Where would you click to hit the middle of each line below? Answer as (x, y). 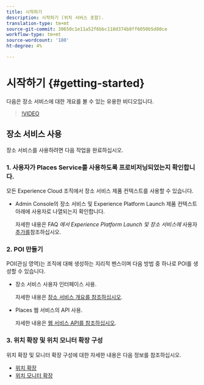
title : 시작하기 (24, 12)
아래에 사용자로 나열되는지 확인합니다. (60, 211)
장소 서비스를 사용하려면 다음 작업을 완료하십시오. (65, 150)
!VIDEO (30, 113)
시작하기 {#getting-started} (76, 83)
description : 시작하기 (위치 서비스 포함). (55, 18)
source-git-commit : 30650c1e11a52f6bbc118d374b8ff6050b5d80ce (87, 29)
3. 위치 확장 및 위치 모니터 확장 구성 (55, 341)
